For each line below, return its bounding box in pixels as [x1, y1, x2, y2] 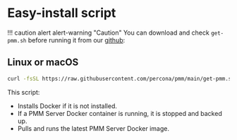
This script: [7, 88, 40, 96]
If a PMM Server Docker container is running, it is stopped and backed [17, 109, 222, 117]
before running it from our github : [28, 35, 126, 44]
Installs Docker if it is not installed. [17, 101, 118, 110]
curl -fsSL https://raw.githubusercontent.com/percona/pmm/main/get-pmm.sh [7, 75, 235, 82]
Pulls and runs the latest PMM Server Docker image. [17, 124, 169, 132]
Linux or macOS [7, 57, 79, 69]
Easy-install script [7, 5, 116, 21]
